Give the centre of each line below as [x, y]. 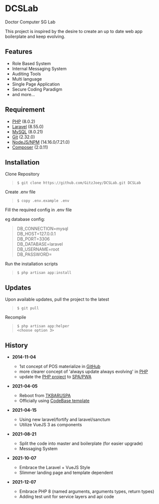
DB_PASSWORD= [34, 254]
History [16, 345]
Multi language [27, 79]
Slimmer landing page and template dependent [66, 472]
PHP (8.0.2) [24, 121]
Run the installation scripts [32, 264]
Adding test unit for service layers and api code [67, 496]
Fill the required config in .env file [39, 210]
